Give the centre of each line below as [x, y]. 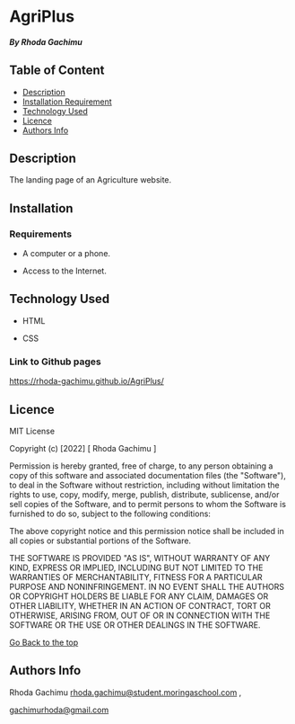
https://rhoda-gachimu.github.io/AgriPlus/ [87, 381]
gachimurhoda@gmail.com [59, 710]
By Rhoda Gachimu [46, 41]
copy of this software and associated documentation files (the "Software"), [148, 476]
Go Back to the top [44, 643]
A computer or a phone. [66, 254]
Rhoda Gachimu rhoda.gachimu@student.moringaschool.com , [126, 692]
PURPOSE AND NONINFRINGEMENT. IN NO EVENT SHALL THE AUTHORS [147, 587]
